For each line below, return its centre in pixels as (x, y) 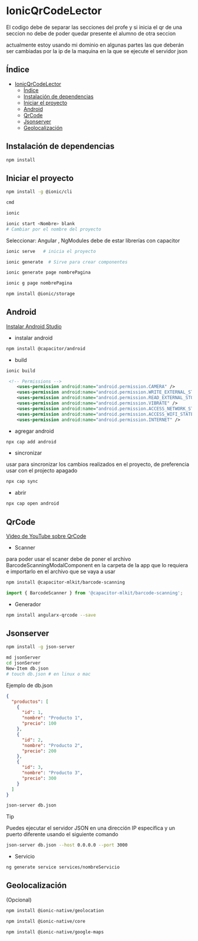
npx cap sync (22, 482)
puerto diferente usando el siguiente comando (62, 834)
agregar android (34, 431)
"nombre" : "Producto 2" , (52, 745)
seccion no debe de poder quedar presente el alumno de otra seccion (91, 33)
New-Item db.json (27, 669)
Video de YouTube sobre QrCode (46, 536)
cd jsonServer (24, 663)
